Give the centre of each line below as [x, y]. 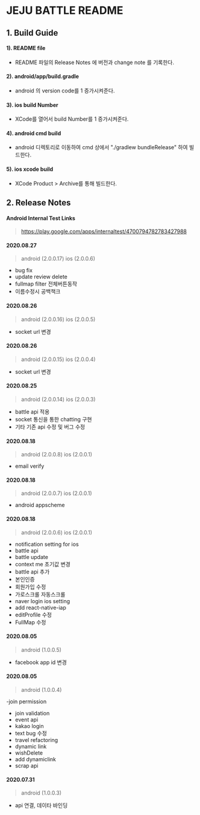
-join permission [27, 702]
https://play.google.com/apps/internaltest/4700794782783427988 [104, 232]
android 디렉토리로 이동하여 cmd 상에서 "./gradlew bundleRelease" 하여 [101, 147]
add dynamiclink [35, 759]
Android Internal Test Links [41, 218]
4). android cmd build [34, 133]
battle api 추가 [32, 572]
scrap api [27, 766]
